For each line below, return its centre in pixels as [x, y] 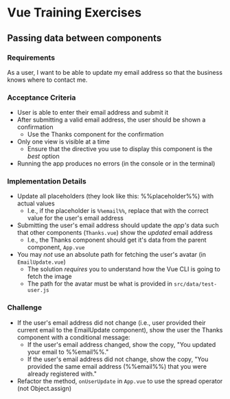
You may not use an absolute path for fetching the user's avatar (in [112, 255]
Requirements [31, 58]
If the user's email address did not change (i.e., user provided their [111, 322]
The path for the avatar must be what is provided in [100, 284]
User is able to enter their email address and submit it [93, 113]
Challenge [25, 308]
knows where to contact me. [47, 80]
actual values [36, 203]
